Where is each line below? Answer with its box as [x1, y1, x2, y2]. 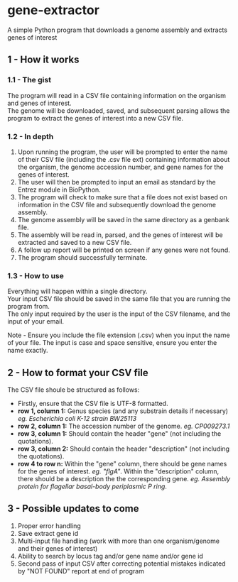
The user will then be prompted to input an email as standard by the [17, 177, 217, 186]
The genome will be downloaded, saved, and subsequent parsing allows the [7, 106, 230, 115]
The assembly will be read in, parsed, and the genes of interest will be [17, 230, 223, 239]
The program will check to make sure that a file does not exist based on [17, 192, 227, 201]
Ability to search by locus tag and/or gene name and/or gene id [17, 551, 204, 560]
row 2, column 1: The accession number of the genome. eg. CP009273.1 [17, 422, 230, 431]
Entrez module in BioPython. [17, 185, 101, 194]
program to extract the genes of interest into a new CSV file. [7, 114, 183, 122]
